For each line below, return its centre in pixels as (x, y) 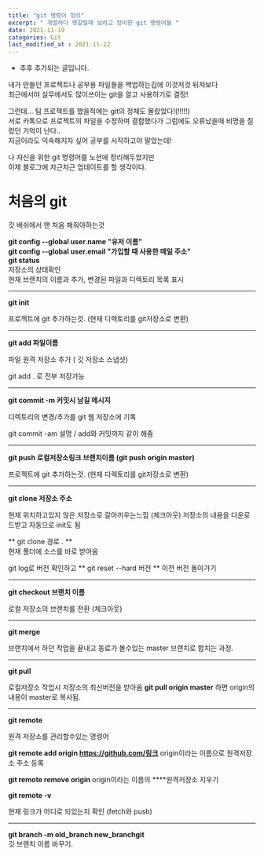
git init (19, 302)
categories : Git (35, 37)
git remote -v (30, 796)
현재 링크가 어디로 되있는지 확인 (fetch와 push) (81, 812)
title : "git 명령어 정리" (46, 15)
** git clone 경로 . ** (40, 542)
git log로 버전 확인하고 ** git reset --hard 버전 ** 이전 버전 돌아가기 (112, 568)
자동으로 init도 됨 (55, 525)
